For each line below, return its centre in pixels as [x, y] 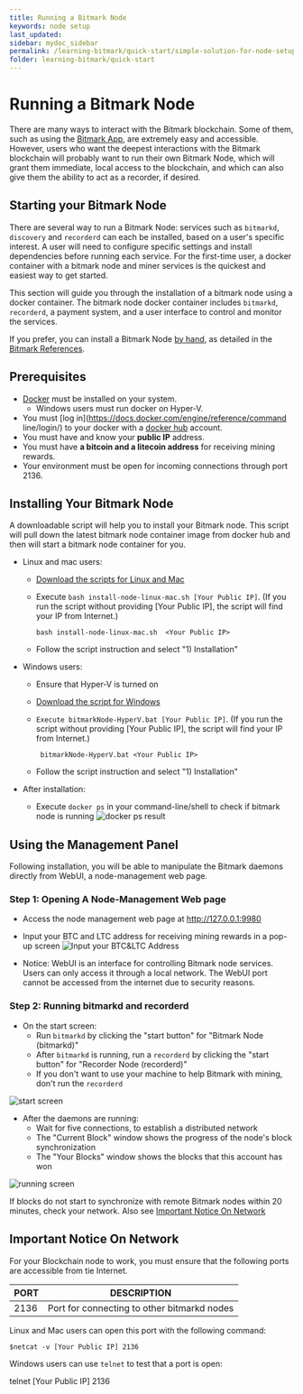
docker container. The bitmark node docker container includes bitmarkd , [144, 302]
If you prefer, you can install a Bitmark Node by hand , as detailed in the [141, 338]
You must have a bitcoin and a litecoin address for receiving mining [149, 447]
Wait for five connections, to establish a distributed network [147, 1128]
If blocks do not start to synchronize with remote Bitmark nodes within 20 [146, 1201]
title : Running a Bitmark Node [68, 18]
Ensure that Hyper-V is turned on [97, 684]
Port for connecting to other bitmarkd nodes [141, 1307]
